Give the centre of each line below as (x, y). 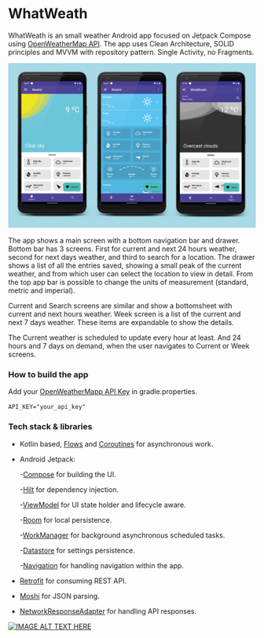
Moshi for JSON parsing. (59, 596)
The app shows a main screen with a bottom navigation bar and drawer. (124, 241)
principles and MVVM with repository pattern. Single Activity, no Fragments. (131, 52)
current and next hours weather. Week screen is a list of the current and (125, 314)
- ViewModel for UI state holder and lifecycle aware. (103, 505)
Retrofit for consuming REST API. (73, 581)
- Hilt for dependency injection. (69, 489)
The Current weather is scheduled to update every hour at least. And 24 (125, 337)
